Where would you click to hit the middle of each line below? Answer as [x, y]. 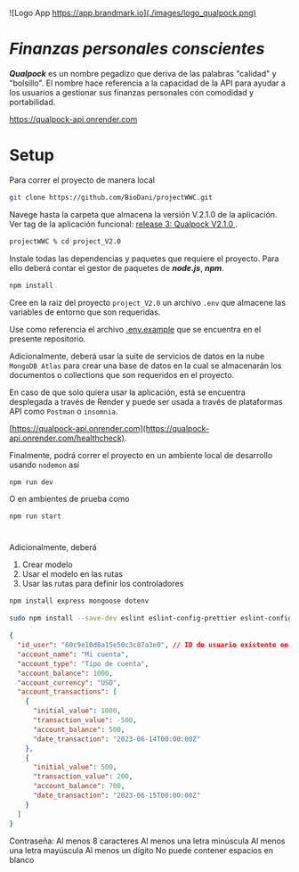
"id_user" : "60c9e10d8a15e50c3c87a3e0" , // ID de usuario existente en [153, 646]
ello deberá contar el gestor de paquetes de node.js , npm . [117, 267]
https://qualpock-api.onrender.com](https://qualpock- [111, 428]
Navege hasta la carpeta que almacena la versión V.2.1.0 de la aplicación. [143, 214]
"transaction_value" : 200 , [83, 777]
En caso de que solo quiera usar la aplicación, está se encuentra [128, 392]
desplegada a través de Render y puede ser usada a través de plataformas [146, 401]
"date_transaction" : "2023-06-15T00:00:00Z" [117, 796]
